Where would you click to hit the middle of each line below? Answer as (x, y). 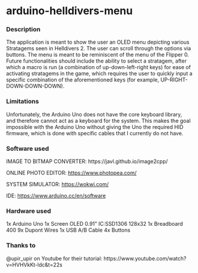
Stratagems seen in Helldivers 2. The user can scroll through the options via (98, 48)
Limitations (23, 102)
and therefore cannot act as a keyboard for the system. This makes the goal (98, 121)
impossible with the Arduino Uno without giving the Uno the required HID (95, 127)
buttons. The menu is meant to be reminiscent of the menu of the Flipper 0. (98, 55)
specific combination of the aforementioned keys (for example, (83, 80)
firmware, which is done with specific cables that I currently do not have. (95, 133)
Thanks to (21, 245)
